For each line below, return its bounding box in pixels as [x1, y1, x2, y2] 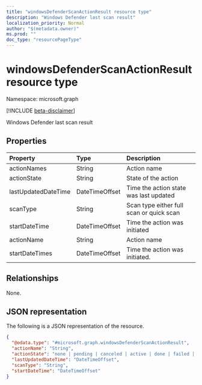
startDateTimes [9, 249, 52, 257]
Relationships [6, 273, 59, 283]
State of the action [126, 174, 179, 182]
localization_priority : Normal [6, 20, 85, 26]
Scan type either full [126, 201, 183, 209]
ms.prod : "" [6, 31, 36, 37]
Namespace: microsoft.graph [6, 95, 79, 102]
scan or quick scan [126, 208, 180, 217]
